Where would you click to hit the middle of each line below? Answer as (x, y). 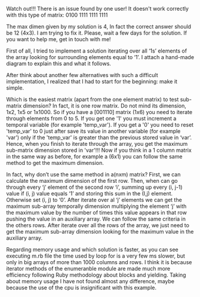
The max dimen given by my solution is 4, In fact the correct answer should (99, 27)
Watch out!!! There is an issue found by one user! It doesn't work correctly (98, 9)
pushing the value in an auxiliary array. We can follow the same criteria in (96, 219)
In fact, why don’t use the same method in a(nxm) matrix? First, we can (93, 174)
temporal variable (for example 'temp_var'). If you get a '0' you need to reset (100, 125)
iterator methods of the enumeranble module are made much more (88, 269)
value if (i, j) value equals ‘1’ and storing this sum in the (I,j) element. (90, 193)
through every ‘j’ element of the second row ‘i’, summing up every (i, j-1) (95, 187)
